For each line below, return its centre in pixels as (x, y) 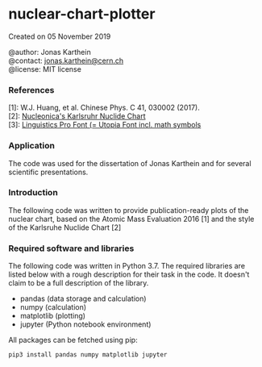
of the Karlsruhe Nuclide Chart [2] (65, 227)
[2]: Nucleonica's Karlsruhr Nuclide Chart (77, 116)
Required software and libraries (71, 248)
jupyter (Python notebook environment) (85, 324)
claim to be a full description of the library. (79, 283)
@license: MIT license (45, 69)
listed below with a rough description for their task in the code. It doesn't (129, 274)
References (31, 90)
